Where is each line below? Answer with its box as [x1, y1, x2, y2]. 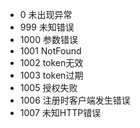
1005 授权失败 [19, 82, 78, 93]
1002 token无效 [19, 57, 84, 68]
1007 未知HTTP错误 [19, 107, 102, 118]
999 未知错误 [19, 21, 75, 33]
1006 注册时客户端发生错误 [19, 94, 131, 106]
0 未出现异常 [19, 9, 73, 20]
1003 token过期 [19, 69, 84, 81]
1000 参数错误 [19, 34, 78, 45]
